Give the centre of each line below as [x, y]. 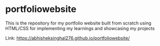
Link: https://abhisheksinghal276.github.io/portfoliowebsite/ [68, 38]
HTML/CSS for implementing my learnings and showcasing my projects [80, 28]
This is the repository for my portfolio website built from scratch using [78, 23]
